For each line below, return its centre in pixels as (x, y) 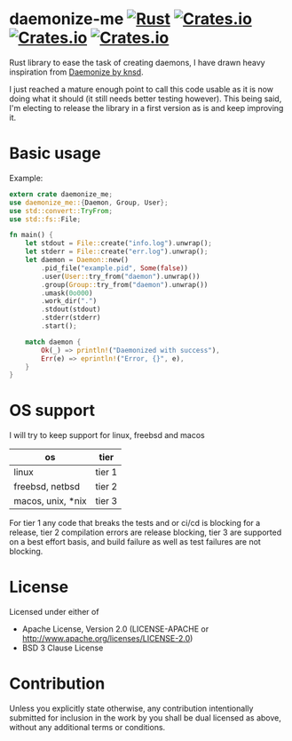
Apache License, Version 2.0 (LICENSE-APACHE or (115, 629)
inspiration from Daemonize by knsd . (76, 72)
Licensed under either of (54, 612)
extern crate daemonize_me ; (61, 194)
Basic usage (55, 153)
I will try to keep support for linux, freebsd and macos (107, 435)
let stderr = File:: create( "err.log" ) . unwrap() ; (117, 252)
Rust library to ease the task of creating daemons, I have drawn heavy (137, 62)
